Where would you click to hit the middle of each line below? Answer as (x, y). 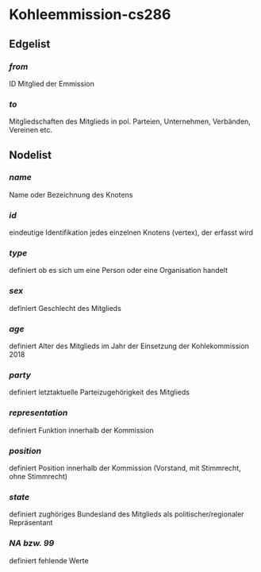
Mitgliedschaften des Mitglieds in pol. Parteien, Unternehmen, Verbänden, (130, 121)
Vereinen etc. (31, 130)
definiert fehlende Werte (49, 560)
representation (38, 413)
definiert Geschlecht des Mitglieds (65, 308)
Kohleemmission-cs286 (90, 15)
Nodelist (31, 155)
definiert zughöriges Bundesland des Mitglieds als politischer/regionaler (127, 514)
